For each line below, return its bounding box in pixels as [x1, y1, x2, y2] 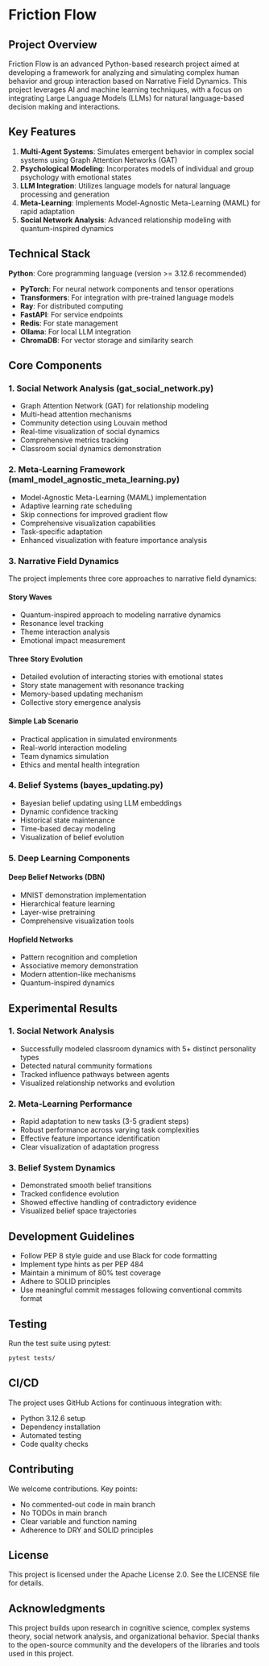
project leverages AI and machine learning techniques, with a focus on [8, 85, 242, 94]
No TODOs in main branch [19, 1508, 107, 1518]
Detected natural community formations [19, 1061, 153, 1071]
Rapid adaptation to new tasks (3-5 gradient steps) [19, 1117, 189, 1126]
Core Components [8, 358, 102, 372]
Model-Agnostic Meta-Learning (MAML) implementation [19, 492, 207, 502]
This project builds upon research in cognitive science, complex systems [8, 1623, 250, 1633]
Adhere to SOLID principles [19, 1277, 111, 1287]
